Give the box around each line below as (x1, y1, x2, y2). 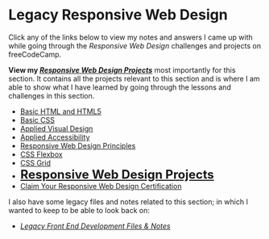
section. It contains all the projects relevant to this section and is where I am (8, 73, 260, 83)
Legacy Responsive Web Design (8, 6, 228, 24)
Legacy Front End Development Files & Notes (19, 220, 171, 231)
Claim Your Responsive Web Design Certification (19, 181, 182, 191)
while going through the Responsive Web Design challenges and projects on (8, 40, 262, 50)
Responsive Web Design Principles (19, 140, 136, 150)
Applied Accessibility (19, 132, 90, 142)
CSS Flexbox (19, 149, 63, 159)
